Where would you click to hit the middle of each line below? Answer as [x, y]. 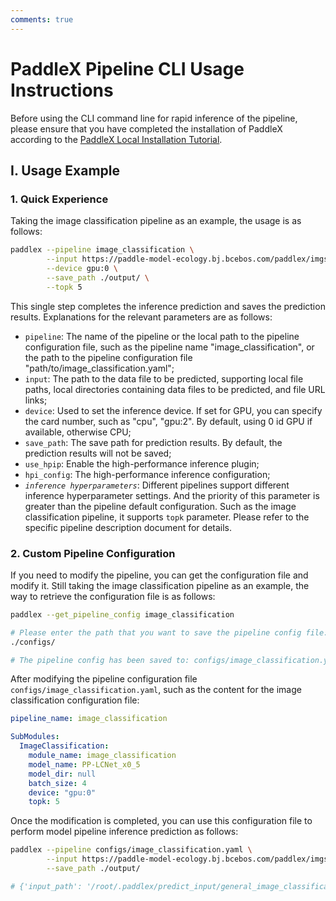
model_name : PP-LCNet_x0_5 [84, 764]
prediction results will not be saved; [98, 453]
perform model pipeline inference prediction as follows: [124, 832]
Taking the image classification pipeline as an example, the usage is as [156, 221]
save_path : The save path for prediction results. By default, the [153, 442]
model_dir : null [62, 774]
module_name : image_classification [102, 756]
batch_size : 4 [57, 783]
